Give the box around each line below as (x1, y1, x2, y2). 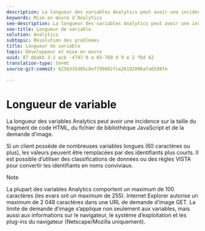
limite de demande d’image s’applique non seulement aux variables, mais (6, 205, 190, 213)
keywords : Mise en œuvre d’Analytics (6, 15, 103, 21)
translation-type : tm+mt (6, 60, 70, 66)
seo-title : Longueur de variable (6, 26, 92, 32)
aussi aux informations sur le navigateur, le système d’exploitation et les (6, 211, 187, 219)
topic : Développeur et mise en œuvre (6, 49, 103, 55)
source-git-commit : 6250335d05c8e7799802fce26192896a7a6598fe (6, 65, 168, 72)
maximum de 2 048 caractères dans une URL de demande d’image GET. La (6, 199, 196, 206)
